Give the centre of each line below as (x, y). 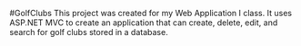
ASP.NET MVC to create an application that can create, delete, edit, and (144, 23)
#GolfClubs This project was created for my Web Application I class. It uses (151, 13)
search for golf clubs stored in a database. (89, 32)
